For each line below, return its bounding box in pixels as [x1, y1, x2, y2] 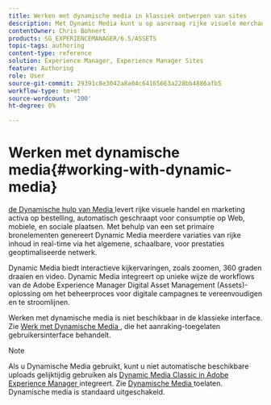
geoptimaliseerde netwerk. [8, 248, 98, 257]
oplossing [8, 289, 41, 299]
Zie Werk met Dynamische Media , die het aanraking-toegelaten [8, 322, 221, 332]
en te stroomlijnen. [8, 298, 70, 307]
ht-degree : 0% [8, 102, 56, 110]
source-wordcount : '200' [8, 94, 92, 102]
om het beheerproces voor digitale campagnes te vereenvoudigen [42, 289, 263, 299]
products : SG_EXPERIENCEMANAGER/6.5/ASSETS [8, 34, 157, 43]
